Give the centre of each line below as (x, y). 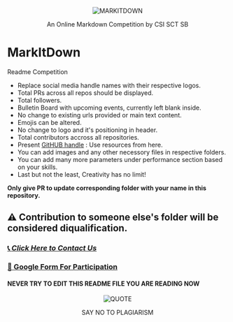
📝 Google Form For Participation (62, 267)
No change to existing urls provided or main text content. (99, 115)
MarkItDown (44, 53)
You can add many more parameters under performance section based (120, 159)
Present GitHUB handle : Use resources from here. (90, 145)
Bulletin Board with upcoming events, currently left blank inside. (109, 108)
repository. (24, 195)
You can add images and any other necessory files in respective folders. (121, 152)
